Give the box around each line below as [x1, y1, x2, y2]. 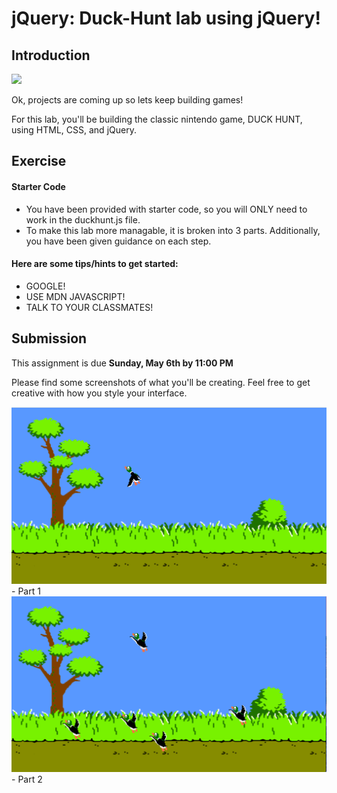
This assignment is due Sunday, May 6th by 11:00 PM [11, 357, 234, 369]
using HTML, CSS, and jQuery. [11, 124, 137, 136]
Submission [11, 330, 88, 347]
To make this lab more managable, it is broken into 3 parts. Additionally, [25, 224, 321, 236]
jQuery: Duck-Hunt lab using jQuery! [11, 7, 321, 30]
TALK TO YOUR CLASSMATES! [25, 301, 154, 313]
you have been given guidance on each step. [25, 235, 212, 247]
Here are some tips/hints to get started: [11, 258, 179, 270]
